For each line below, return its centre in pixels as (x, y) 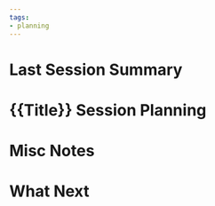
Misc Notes (52, 151)
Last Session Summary (96, 70)
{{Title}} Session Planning (108, 110)
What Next (49, 191)
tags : (19, 17)
